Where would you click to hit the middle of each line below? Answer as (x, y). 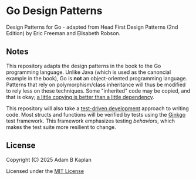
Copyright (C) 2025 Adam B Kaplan (49, 159)
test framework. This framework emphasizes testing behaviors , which (90, 121)
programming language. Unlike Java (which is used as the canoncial (89, 72)
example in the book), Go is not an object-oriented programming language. (97, 78)
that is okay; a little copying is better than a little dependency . (80, 97)
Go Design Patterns (54, 11)
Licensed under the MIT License (45, 171)
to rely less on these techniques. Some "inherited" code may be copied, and (98, 91)
